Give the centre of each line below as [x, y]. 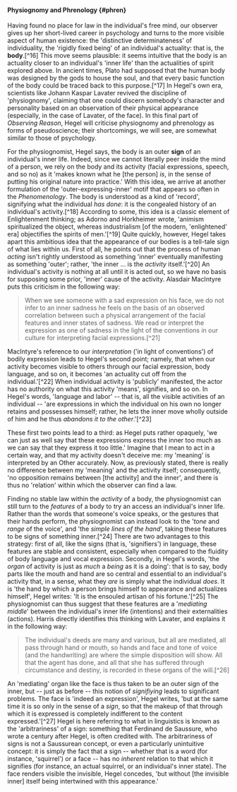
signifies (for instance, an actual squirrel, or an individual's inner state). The [117, 767]
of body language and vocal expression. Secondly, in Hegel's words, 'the [114, 559]
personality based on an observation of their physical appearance [103, 108]
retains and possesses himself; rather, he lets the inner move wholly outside [117, 412]
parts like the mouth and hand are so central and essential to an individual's [117, 574]
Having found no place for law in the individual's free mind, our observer [113, 25]
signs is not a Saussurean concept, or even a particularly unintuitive [106, 744]
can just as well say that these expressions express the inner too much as [114, 440]
